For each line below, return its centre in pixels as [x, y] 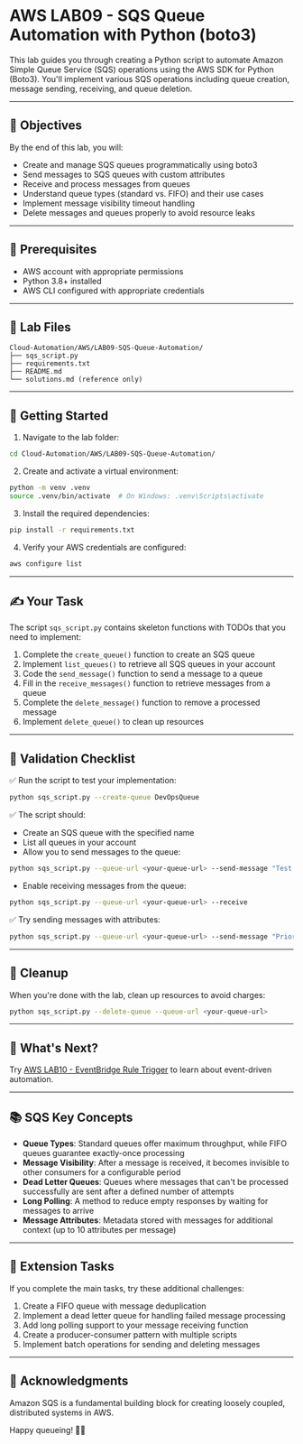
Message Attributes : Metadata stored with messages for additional [147, 1220]
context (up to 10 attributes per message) [99, 1230]
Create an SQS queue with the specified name [108, 833]
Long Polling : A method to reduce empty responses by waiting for [145, 1201]
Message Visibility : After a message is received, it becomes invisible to [156, 1162]
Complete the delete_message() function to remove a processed [141, 703]
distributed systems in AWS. [62, 1412]
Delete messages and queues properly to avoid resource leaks [138, 212]
